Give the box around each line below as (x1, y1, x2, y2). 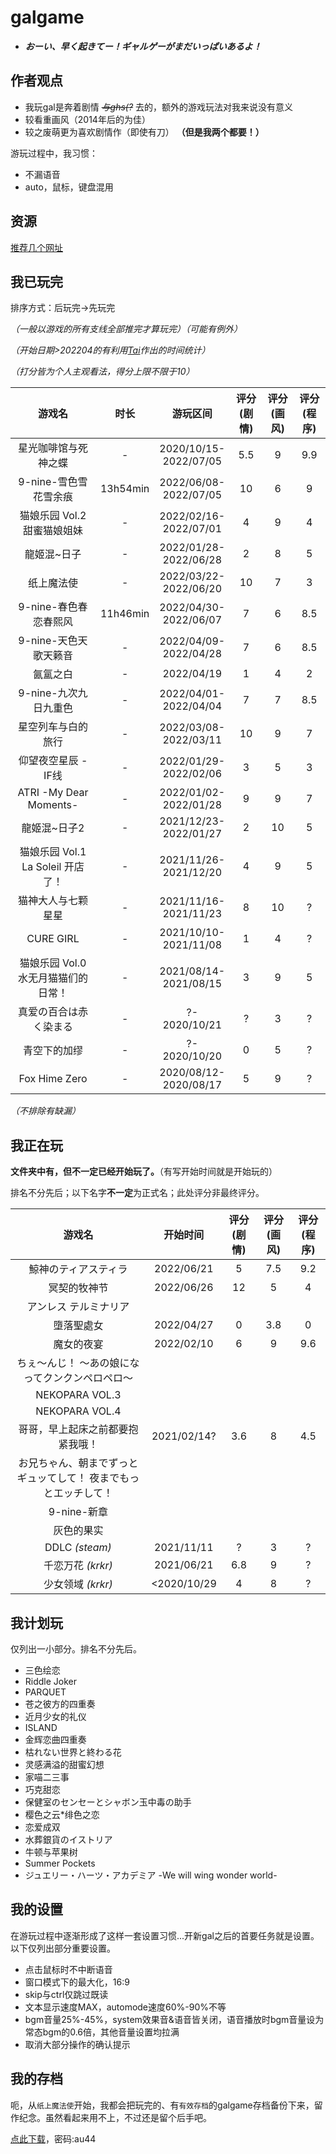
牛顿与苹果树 (24, 1846, 78, 1858)
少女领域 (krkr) (43, 1577, 113, 1591)
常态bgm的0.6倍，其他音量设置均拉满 (24, 2026, 180, 2038)
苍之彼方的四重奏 (24, 1698, 96, 1710)
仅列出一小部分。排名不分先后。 (10, 1643, 142, 1655)
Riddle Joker (24, 1676, 78, 1687)
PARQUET (24, 1686, 67, 1698)
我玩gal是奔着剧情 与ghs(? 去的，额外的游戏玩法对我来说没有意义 (24, 101, 294, 113)
